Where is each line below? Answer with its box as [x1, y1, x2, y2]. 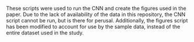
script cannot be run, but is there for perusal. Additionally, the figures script [6, 17, 188, 24]
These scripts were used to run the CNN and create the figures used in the [6, 5, 186, 12]
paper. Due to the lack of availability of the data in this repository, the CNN [6, 11, 186, 18]
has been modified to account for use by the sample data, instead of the [6, 23, 181, 30]
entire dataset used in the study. [6, 29, 84, 36]
